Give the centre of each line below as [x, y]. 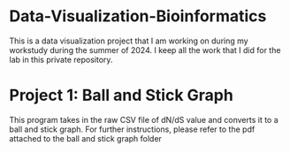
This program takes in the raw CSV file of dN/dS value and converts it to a [144, 119]
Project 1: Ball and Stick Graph [122, 96]
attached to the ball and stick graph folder [85, 138]
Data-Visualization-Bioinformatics [138, 16]
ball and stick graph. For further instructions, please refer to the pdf [132, 129]
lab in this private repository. [61, 59]
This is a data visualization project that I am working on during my [129, 41]
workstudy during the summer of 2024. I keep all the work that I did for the [145, 50]
